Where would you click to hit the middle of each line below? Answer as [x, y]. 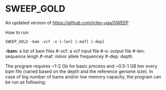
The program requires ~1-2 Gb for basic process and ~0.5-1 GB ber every [81, 66]
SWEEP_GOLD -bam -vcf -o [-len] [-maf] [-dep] [55, 41]
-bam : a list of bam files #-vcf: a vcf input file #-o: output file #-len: [75, 51]
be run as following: [26, 82]
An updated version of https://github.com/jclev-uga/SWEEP [67, 23]
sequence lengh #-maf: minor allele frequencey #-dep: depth [69, 56]
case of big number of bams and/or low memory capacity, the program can [83, 76]
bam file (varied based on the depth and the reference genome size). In [79, 71]
